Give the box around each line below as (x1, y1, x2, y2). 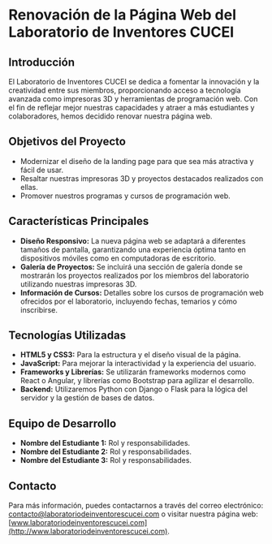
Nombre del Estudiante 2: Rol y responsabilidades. (19, 447, 192, 456)
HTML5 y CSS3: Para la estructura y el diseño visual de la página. (19, 350, 241, 360)
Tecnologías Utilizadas (8, 329, 127, 343)
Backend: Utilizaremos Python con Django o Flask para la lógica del (19, 384, 248, 395)
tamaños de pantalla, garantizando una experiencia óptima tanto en (19, 244, 246, 254)
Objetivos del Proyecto (8, 135, 126, 149)
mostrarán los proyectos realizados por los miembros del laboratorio (19, 270, 249, 280)
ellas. (19, 182, 39, 192)
